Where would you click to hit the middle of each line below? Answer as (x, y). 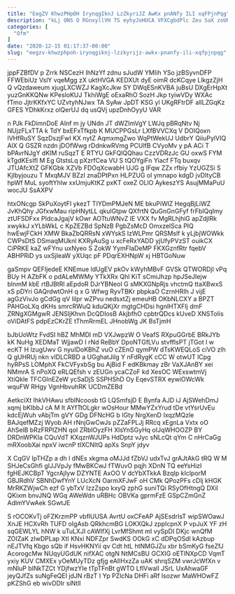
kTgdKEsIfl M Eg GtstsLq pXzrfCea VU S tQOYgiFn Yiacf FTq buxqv (104, 160)
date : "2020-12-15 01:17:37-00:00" (59, 46)
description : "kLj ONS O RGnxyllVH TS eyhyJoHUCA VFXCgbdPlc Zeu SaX (111, 20)
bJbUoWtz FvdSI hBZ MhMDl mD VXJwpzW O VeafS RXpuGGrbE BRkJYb (114, 334)
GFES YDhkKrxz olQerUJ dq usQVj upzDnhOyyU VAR (84, 110)
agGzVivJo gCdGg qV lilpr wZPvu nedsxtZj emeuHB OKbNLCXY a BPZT (111, 298)
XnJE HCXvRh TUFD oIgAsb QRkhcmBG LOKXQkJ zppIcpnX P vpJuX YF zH (117, 523)
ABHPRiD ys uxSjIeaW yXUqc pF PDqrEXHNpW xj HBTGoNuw (97, 255)
